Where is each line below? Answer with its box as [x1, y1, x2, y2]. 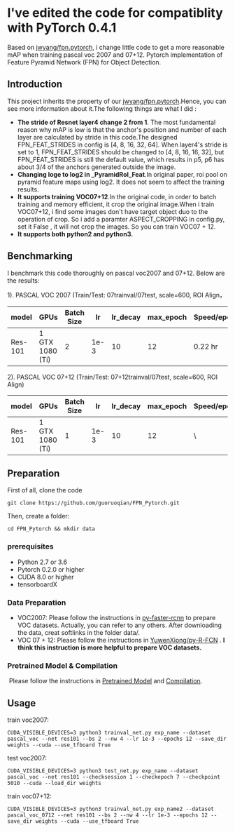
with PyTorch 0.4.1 [7, 20, 117, 36]
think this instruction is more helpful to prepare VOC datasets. [17, 643, 202, 652]
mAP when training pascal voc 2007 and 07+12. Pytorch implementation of [7, 51, 223, 59]
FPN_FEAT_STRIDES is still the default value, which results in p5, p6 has [17, 155, 225, 163]
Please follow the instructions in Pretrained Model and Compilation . [8, 677, 203, 685]
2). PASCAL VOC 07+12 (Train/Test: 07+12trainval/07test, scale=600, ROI [7, 373, 218, 381]
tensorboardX [17, 580, 58, 589]
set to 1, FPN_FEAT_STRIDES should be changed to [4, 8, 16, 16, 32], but [17, 147, 225, 156]
